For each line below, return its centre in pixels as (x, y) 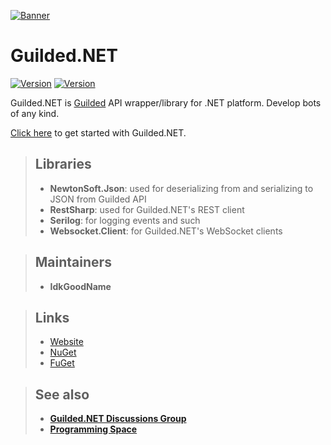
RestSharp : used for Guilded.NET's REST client (147, 209)
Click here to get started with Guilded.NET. (98, 132)
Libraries (63, 164)
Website (66, 342)
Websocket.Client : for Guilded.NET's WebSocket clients (166, 231)
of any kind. (35, 113)
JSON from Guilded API (98, 199)
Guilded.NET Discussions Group (118, 419)
